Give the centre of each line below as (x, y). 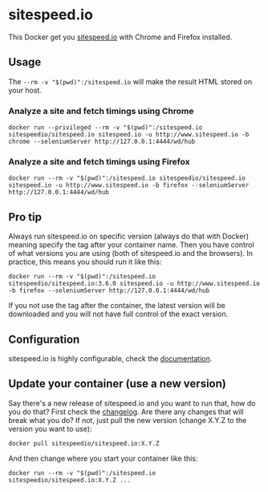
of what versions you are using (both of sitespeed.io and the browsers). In (130, 254)
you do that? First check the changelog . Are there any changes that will (126, 412)
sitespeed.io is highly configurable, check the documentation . (110, 358)
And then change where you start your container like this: (103, 458)
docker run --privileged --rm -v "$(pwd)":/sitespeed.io (106, 128)
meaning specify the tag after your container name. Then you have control (131, 245)
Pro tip (25, 217)
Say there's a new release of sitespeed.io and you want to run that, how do (132, 403)
